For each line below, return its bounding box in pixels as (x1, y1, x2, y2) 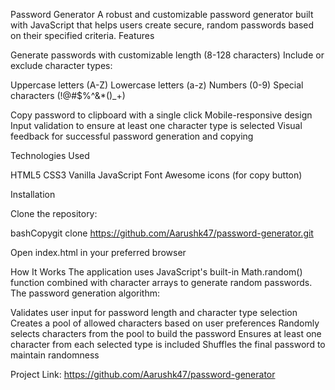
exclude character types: (10, 60, 113, 71)
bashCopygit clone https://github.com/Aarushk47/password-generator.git (10, 227, 314, 239)
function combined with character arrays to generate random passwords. (10, 277, 313, 288)
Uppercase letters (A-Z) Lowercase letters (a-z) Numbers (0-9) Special (10, 79, 304, 91)
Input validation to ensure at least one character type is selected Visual (10, 120, 303, 131)
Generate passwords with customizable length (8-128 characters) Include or (10, 49, 325, 61)
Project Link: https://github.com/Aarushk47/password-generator (10, 369, 276, 380)
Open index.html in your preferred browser (10, 247, 187, 258)
